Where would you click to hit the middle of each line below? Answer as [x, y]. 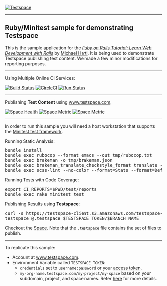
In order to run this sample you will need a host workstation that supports [80, 126]
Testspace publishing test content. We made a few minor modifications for [81, 58]
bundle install [24, 150]
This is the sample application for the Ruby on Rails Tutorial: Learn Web [78, 48]
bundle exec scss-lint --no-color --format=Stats [67, 170]
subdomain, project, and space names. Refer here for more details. [88, 278]
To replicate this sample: [30, 247]
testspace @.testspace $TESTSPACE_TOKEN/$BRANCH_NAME [72, 218]
